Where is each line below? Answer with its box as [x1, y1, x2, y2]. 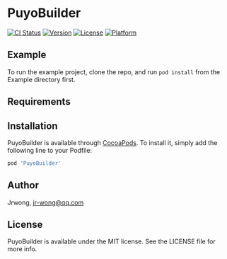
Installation [7, 120, 58, 132]
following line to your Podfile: [7, 146, 93, 154]
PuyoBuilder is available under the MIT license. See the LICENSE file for [7, 237, 216, 246]
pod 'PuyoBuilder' [7, 159, 62, 167]
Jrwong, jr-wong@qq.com [7, 198, 84, 207]
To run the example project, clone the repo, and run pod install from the [7, 67, 221, 76]
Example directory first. [7, 75, 76, 84]
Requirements [7, 96, 71, 108]
